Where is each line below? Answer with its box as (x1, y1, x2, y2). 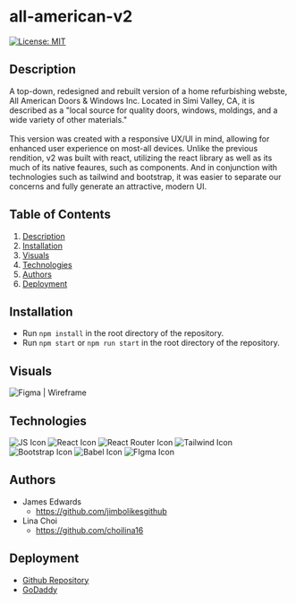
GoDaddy (21, 584, 58, 595)
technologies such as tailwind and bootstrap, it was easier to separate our (9, 171, 282, 182)
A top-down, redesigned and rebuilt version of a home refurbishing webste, (9, 85, 288, 96)
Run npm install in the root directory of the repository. (21, 328, 224, 339)
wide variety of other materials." (9, 114, 128, 125)
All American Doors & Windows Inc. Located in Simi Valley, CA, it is (9, 95, 255, 106)
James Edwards (21, 496, 82, 507)
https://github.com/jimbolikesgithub (35, 505, 167, 516)
